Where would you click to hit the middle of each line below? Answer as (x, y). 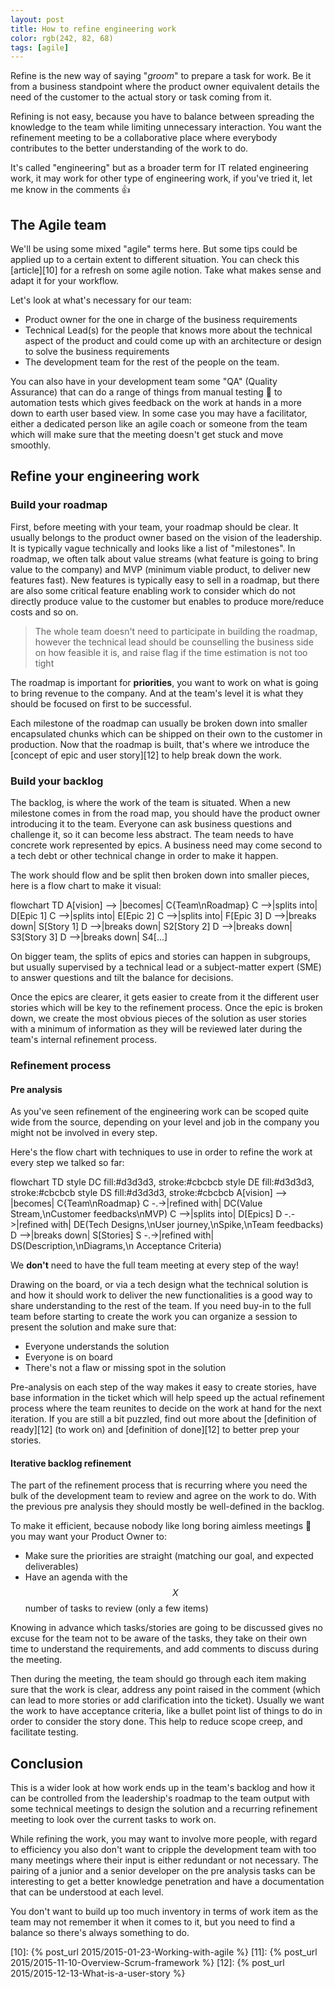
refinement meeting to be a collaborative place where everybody (144, 138)
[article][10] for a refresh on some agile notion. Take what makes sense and (166, 270)
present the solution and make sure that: (93, 1327)
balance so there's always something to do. (100, 1933)
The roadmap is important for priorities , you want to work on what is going (164, 682)
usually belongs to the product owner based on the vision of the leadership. (166, 537)
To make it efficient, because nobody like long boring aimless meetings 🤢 (161, 1526)
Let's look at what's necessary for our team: (101, 300)
